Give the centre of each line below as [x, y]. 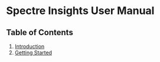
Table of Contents [40, 32]
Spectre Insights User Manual [80, 11]
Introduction [30, 46]
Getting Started [33, 53]
